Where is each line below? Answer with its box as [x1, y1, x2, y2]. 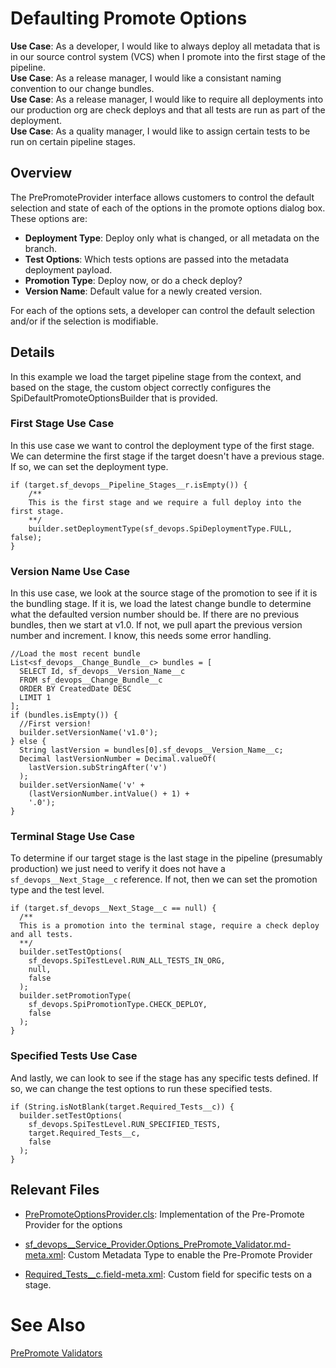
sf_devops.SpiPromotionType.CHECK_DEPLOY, [28, 1000, 208, 1010]
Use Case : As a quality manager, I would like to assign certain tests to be [10, 125, 311, 137]
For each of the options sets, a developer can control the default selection [10, 304, 316, 316]
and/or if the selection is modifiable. [10, 315, 159, 327]
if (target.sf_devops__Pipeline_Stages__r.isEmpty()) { [10, 480, 248, 490]
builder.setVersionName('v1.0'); [19, 728, 159, 738]
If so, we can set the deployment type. [10, 460, 169, 472]
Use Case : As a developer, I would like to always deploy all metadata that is [10, 40, 321, 52]
